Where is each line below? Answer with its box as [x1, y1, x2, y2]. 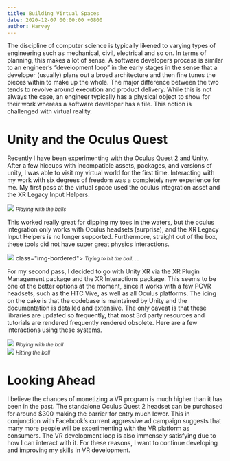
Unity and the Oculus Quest [7, 131, 168, 147]
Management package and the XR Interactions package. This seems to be [7, 275, 216, 283]
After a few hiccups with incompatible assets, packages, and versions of [7, 161, 213, 170]
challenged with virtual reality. [7, 107, 93, 115]
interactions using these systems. [7, 326, 102, 334]
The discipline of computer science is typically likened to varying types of [7, 42, 216, 50]
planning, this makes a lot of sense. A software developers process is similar [7, 56, 224, 65]
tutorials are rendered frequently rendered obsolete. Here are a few [7, 319, 198, 327]
